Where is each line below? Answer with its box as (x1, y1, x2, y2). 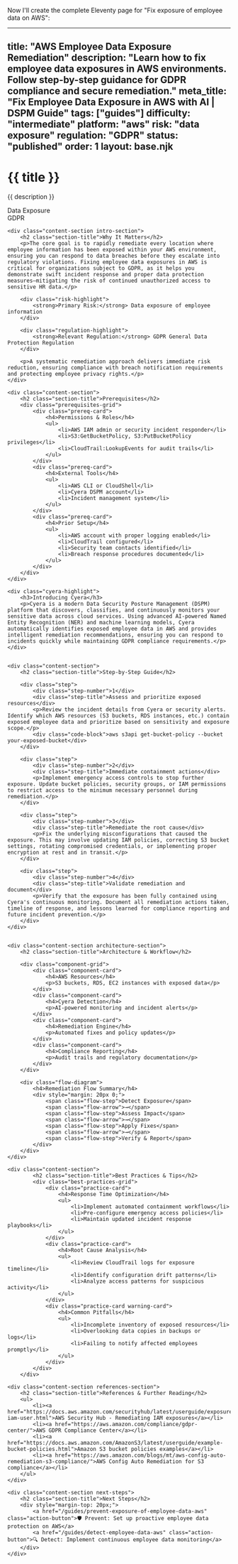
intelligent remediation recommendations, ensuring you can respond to (7, 631, 223, 639)
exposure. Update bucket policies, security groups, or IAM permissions (7, 781, 227, 788)
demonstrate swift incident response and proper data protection (7, 271, 204, 278)
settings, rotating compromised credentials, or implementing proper (7, 843, 217, 850)
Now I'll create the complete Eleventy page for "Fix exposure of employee (7, 6, 223, 14)
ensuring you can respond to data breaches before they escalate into (7, 252, 220, 260)
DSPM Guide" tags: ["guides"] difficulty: (7, 107, 191, 119)
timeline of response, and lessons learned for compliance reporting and (7, 905, 230, 912)
